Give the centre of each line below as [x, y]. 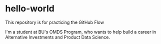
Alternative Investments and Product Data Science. [57, 37]
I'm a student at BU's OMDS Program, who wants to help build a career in [81, 32]
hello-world [30, 9]
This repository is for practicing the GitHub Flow [54, 22]
